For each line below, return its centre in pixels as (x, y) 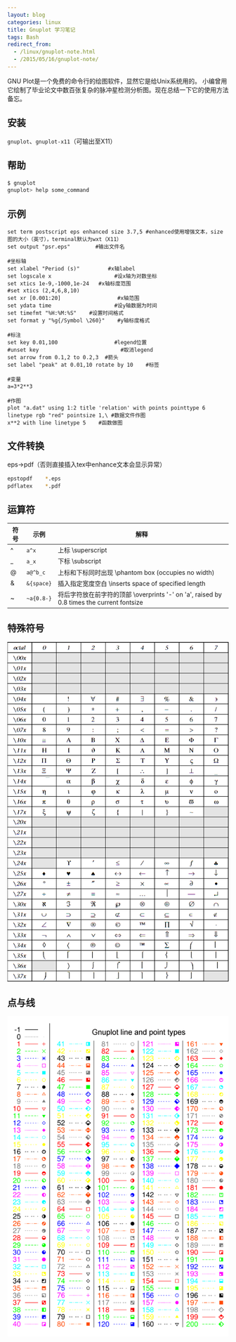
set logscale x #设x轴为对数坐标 (82, 276)
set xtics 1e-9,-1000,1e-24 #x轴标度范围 (69, 284)
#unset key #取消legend (80, 350)
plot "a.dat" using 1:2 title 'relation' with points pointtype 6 (106, 408)
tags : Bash (23, 37)
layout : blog (26, 15)
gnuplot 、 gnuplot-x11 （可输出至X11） (62, 141)
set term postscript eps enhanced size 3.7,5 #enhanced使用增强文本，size (115, 232)
